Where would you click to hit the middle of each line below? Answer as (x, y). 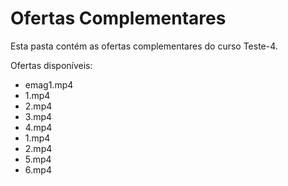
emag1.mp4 (49, 84)
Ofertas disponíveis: (51, 65)
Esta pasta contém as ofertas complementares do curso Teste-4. (144, 46)
